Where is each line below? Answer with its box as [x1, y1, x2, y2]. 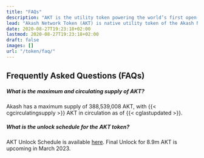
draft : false [6, 37, 39, 43]
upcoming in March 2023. [6, 145, 71, 152]
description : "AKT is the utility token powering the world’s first [6, 15, 183, 21]
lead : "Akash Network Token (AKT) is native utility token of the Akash [6, 20, 194, 26]
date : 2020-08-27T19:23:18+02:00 [6, 25, 91, 32]
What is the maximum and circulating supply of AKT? [6, 87, 144, 94]
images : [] [6, 43, 34, 49]
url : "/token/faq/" [6, 48, 56, 54]
